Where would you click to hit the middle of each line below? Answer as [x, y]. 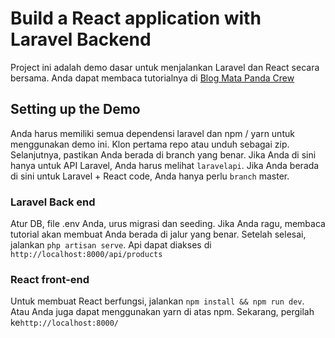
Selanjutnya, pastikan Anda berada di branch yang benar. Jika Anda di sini [163, 154]
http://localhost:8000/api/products [86, 255]
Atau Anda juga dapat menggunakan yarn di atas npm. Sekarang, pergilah [162, 312]
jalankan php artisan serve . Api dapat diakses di [111, 245]
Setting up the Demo [75, 109]
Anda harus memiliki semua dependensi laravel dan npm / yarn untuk [152, 133]
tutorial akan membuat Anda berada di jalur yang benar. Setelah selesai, [158, 234]
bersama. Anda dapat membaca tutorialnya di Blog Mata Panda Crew [152, 78]
